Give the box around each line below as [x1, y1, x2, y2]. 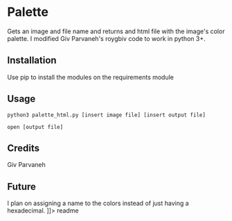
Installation [7, 55, 57, 67]
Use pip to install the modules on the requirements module [7, 73, 175, 81]
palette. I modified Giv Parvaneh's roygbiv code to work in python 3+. [7, 34, 206, 42]
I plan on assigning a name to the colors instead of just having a [7, 199, 189, 208]
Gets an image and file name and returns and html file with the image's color [7, 27, 225, 35]
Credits [7, 142, 40, 154]
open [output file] [7, 123, 64, 130]
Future [7, 181, 37, 193]
